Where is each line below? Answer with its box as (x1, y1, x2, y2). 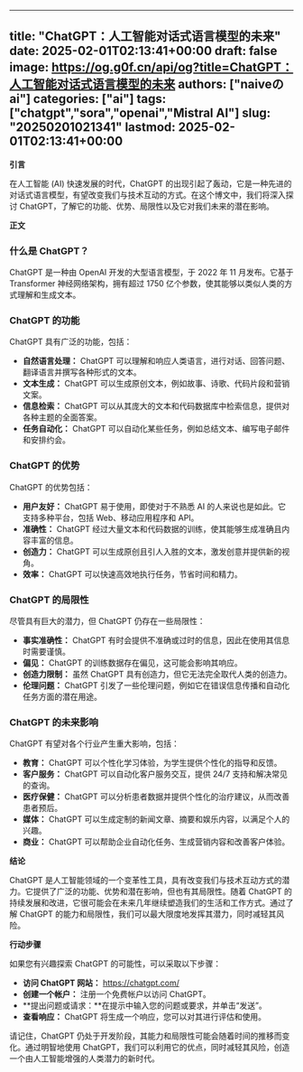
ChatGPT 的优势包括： (9, 481, 93, 492)
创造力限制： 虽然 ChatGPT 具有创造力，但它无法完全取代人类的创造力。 (22, 669, 292, 679)
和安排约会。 (22, 434, 70, 445)
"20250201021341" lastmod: (9, 119, 176, 135)
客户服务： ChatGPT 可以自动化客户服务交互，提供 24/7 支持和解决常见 (22, 769, 289, 779)
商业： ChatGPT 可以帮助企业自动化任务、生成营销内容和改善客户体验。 (22, 836, 290, 847)
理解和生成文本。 (16, 290, 81, 301)
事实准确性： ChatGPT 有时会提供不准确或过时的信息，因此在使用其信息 (22, 635, 290, 646)
